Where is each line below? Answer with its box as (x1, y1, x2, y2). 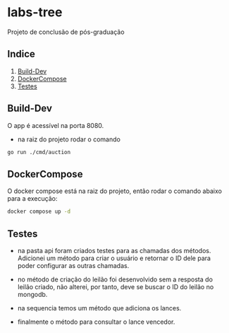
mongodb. (17, 290, 48, 298)
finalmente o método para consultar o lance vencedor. (17, 317, 175, 326)
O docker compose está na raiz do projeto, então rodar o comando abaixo (7, 187, 222, 195)
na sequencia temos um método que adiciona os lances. (17, 303, 182, 312)
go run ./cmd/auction (7, 148, 71, 156)
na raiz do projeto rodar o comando (17, 135, 121, 144)
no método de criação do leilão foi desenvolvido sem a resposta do (17, 275, 213, 284)
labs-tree (7, 4, 63, 21)
